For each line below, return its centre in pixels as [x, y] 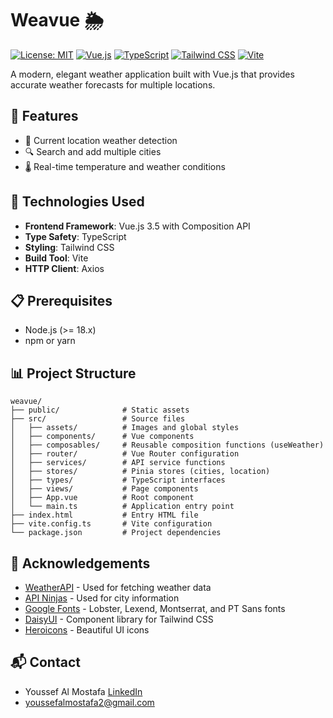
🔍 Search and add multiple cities [93, 151]
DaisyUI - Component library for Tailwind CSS [119, 619]
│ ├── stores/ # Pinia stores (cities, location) [140, 472]
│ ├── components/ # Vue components [102, 437]
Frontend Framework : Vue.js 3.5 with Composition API [137, 226]
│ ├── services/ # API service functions [118, 463]
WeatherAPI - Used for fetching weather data [118, 587]
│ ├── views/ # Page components [104, 489]
